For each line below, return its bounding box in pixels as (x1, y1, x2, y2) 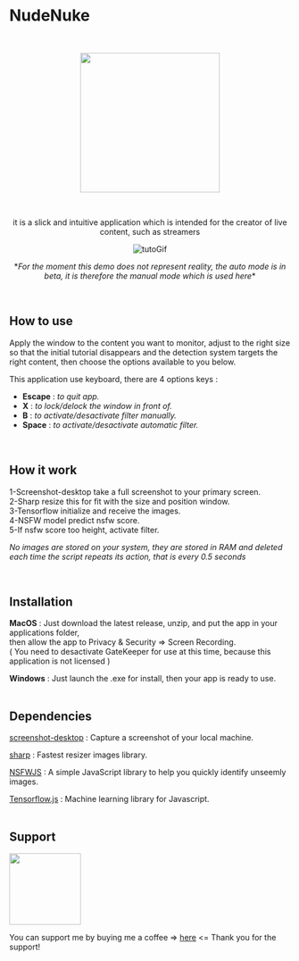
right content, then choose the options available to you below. (9, 356, 237, 367)
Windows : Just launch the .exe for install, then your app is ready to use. (9, 673, 277, 684)
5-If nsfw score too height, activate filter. (9, 524, 160, 535)
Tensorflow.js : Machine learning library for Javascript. (9, 794, 210, 805)
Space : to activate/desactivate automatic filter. (21, 419, 199, 430)
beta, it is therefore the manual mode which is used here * (44, 270, 256, 281)
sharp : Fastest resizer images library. (9, 749, 147, 760)
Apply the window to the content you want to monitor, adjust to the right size (9, 337, 291, 348)
